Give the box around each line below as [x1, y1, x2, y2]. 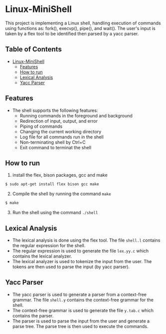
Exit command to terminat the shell [19, 144, 91, 150]
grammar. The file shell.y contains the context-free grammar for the [12, 297, 154, 303]
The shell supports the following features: [12, 107, 98, 113]
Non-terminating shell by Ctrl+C [19, 139, 86, 145]
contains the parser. [12, 313, 54, 319]
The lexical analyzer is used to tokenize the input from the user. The [12, 258, 152, 264]
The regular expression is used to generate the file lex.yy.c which [12, 248, 149, 254]
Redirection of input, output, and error [19, 118, 98, 124]
